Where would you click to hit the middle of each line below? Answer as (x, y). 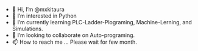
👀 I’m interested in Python (44, 16)
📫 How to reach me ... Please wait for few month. (74, 42)
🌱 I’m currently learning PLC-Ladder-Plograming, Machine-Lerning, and (102, 22)
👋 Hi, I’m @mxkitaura (38, 9)
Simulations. (28, 29)
